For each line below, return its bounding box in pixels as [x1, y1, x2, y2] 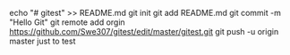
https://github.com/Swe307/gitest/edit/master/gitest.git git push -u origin [9, 27, 279, 36]
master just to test [9, 35, 76, 46]
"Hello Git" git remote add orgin [9, 17, 125, 27]
